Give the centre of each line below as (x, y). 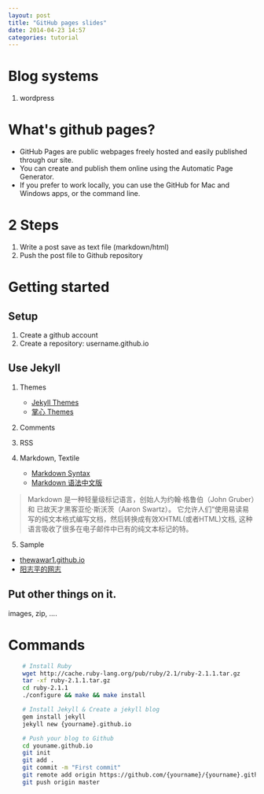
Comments (37, 427)
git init (37, 753)
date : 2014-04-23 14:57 (47, 30)
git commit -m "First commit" (72, 768)
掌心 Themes (52, 412)
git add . (38, 760)
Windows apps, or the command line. (80, 194)
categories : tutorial (44, 37)
